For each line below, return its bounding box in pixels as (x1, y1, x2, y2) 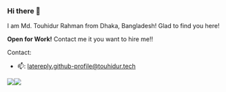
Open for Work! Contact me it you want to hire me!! (7, 35, 154, 43)
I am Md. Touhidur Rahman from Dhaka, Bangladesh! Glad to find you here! (7, 22, 220, 30)
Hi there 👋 (7, 6, 41, 16)
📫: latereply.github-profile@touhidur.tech (17, 62, 136, 71)
